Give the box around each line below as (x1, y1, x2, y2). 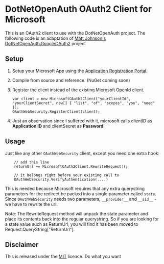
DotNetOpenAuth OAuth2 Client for (5, 3, 152, 15)
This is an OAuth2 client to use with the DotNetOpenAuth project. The (5, 30, 145, 36)
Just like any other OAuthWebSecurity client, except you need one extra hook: (5, 150, 160, 156)
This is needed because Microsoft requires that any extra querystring (5, 185, 145, 191)
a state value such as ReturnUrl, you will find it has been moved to (5, 221, 139, 227)
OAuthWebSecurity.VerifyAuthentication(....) (14, 177, 109, 182)
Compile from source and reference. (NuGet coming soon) (12, 77, 130, 83)
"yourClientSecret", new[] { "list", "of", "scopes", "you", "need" (12, 101, 155, 106)
